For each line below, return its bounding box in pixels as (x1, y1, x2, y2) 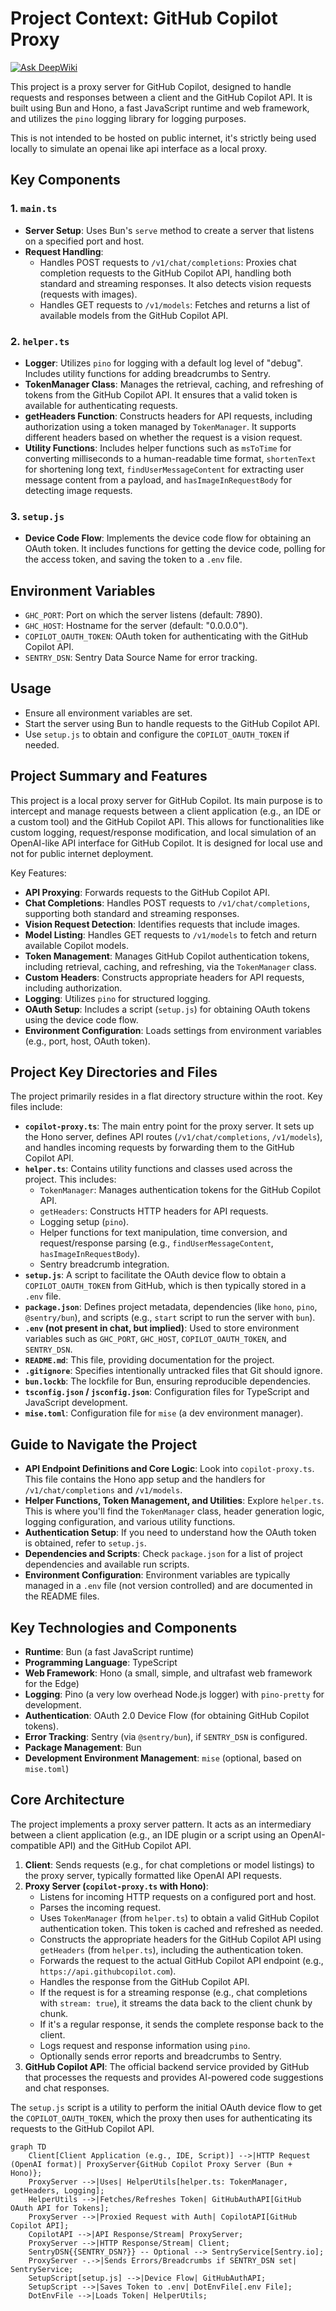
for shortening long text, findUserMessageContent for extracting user (24, 463, 305, 475)
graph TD (10, 2142, 47, 2152)
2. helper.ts (10, 334, 70, 348)
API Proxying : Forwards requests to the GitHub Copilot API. (24, 886, 270, 898)
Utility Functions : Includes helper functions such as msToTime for (24, 442, 292, 454)
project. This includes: (24, 1173, 117, 1186)
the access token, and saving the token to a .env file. (24, 553, 243, 566)
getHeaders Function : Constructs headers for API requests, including (24, 410, 313, 422)
